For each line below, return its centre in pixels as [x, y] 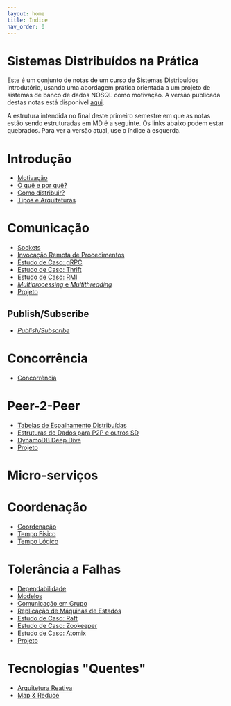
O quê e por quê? [42, 186]
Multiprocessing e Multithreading [65, 284]
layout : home [26, 14]
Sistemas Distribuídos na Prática [103, 61]
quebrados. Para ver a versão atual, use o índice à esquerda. [94, 131]
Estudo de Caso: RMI [47, 277]
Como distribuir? [41, 193]
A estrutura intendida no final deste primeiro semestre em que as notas [109, 116]
